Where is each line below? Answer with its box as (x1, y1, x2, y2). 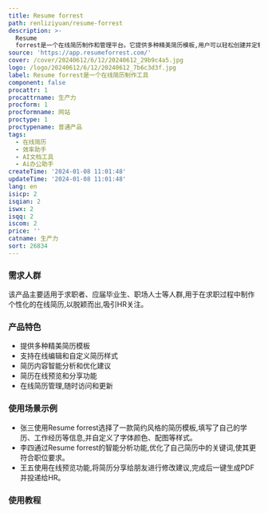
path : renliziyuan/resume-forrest (8, 19, 124, 27)
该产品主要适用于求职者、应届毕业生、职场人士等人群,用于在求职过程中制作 (8, 289, 255, 300)
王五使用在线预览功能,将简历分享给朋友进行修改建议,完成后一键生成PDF (19, 463, 255, 472)
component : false (8, 78, 66, 86)
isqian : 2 (8, 197, 41, 205)
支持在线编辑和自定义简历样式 (19, 351, 118, 360)
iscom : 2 (8, 220, 37, 228)
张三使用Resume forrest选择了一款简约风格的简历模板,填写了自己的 (19, 423, 241, 432)
